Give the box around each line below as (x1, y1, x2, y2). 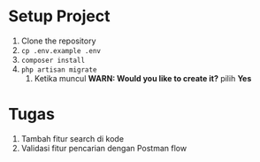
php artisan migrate (20, 65, 97, 74)
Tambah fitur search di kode (20, 133, 125, 143)
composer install (20, 56, 86, 65)
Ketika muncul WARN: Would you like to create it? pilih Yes (34, 73, 252, 83)
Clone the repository (20, 35, 96, 46)
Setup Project (8, 6, 111, 27)
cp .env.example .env (20, 46, 101, 55)
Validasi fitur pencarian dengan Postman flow (20, 143, 187, 153)
